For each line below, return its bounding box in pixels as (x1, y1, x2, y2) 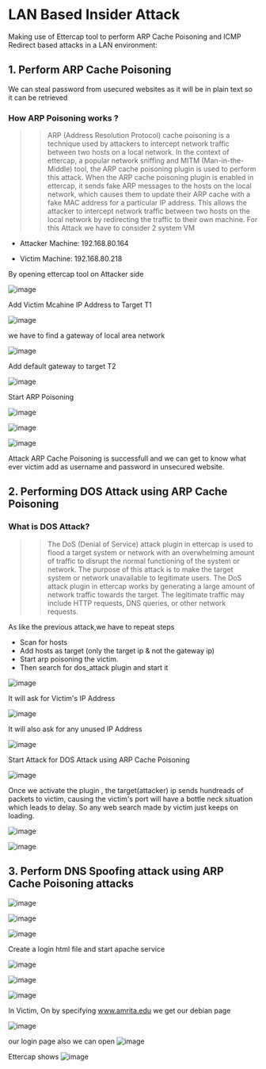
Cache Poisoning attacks (8, 877, 135, 891)
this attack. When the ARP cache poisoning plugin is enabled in (47, 173, 254, 182)
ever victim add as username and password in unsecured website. (8, 462, 225, 472)
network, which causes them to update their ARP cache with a (47, 190, 251, 199)
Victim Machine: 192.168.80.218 (19, 254, 123, 263)
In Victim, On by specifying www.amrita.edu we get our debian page (8, 1006, 231, 1015)
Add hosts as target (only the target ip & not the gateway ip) (19, 646, 215, 655)
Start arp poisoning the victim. (19, 654, 119, 664)
